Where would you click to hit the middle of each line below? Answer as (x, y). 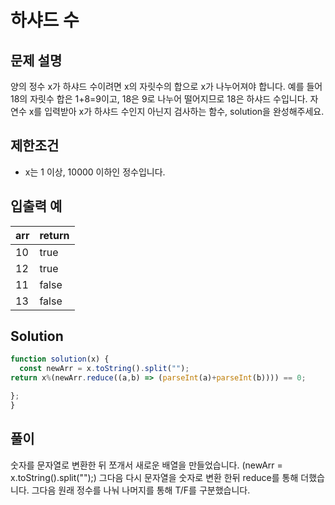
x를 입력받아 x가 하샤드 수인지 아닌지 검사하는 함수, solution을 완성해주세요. (176, 111)
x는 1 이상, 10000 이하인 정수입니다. (95, 172)
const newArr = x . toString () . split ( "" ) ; (104, 369)
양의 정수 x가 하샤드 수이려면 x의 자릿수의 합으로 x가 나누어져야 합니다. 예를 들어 (166, 86)
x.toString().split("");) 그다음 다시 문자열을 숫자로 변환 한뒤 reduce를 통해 (154, 477)
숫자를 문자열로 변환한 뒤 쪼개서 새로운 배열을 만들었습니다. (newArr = (146, 465)
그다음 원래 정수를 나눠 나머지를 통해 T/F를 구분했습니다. (141, 490)
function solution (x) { (60, 359)
